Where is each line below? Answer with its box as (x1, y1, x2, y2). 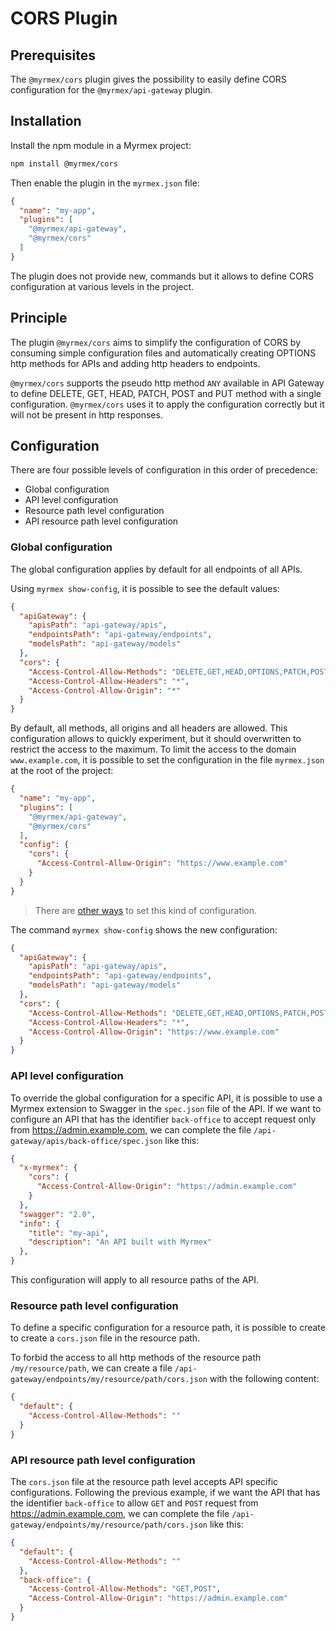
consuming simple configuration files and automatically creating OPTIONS (10, 347, 317, 359)
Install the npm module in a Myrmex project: (10, 139, 192, 151)
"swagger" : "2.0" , (19, 1209, 97, 1219)
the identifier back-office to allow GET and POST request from (10, 1497, 259, 1509)
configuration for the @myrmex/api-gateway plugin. (10, 84, 213, 96)
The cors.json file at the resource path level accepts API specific (10, 1476, 279, 1487)
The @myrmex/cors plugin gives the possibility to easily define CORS (10, 73, 287, 85)
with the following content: (209, 1373, 320, 1385)
